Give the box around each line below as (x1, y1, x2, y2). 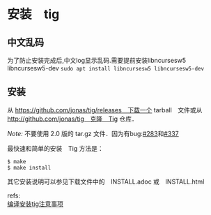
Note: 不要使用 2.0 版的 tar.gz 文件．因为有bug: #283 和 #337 (7, 129, 179, 138)
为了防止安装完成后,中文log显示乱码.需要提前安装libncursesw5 (7, 57, 187, 64)
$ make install (7, 164, 52, 171)
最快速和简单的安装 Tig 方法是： (7, 144, 104, 152)
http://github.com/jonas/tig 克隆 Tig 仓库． (7, 114, 138, 123)
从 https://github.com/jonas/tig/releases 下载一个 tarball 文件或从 (7, 105, 203, 114)
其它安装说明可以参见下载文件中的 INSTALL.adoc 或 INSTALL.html (7, 177, 205, 186)
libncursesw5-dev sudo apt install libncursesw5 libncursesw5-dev (7, 64, 204, 72)
